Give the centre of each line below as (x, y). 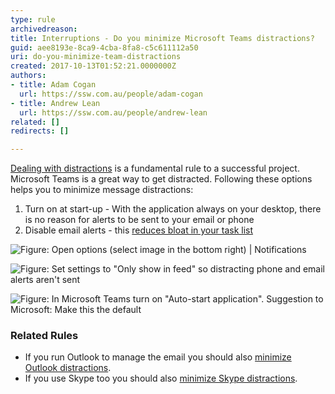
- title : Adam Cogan (53, 85)
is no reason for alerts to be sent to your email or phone (139, 220)
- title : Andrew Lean (55, 103)
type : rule (33, 19)
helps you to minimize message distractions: (102, 190)
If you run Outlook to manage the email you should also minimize (158, 357)
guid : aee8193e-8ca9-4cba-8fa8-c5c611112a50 (104, 47)
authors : (28, 76)
